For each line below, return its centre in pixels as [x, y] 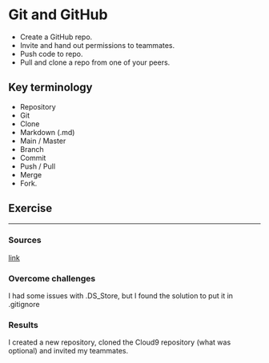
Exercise [30, 208]
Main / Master [43, 141]
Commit [33, 158]
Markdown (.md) [47, 132]
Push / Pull [38, 166]
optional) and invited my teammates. [68, 351]
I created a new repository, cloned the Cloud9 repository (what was [120, 342]
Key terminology [51, 88]
